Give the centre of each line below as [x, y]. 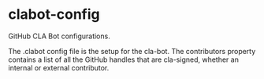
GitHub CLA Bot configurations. [59, 36]
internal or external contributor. [59, 67]
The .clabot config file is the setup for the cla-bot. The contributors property [132, 51]
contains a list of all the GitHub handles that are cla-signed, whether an [123, 59]
